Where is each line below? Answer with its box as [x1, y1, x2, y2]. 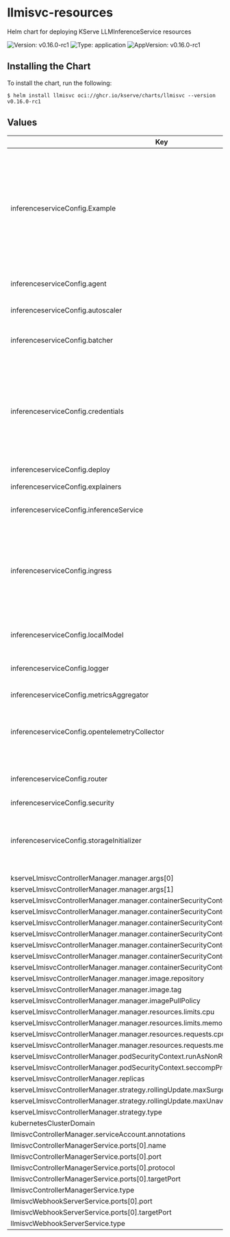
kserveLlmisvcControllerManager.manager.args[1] [10, 884, 174, 894]
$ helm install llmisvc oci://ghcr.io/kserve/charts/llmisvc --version [7, 92, 216, 99]
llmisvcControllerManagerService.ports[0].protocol [10, 1163, 175, 1173]
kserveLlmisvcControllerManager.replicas [10, 1074, 145, 1083]
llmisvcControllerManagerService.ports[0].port [10, 1151, 162, 1161]
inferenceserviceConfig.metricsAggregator [10, 690, 149, 700]
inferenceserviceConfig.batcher [10, 335, 114, 345]
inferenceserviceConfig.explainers [10, 482, 122, 491]
